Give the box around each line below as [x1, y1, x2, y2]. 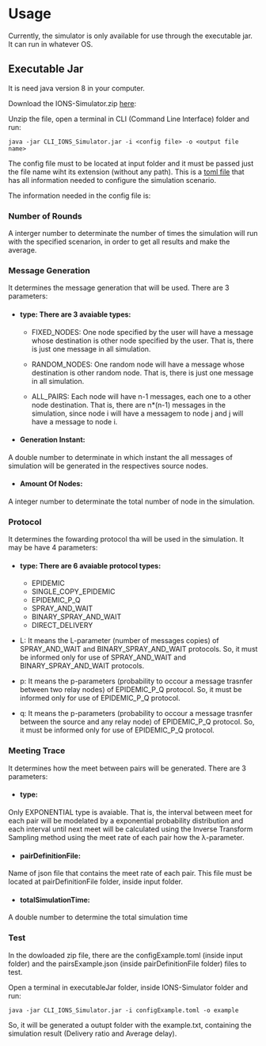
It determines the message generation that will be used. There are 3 [8, 283, 230, 293]
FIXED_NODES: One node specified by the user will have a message [31, 327, 253, 337]
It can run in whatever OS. [8, 39, 93, 48]
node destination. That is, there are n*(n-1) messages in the [31, 400, 226, 409]
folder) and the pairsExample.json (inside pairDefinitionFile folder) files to [8, 959, 247, 968]
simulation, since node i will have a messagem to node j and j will [31, 409, 244, 418]
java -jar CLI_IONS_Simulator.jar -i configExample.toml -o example [8, 1006, 239, 1014]
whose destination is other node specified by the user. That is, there [31, 336, 254, 345]
